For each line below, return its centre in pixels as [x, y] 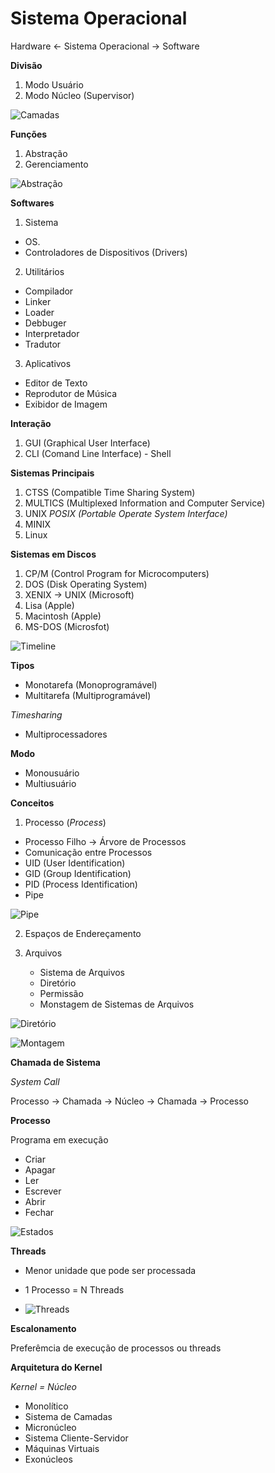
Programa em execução [59, 1139]
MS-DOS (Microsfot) [67, 626]
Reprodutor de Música [71, 393]
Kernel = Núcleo [43, 1386]
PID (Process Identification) [81, 884]
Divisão [26, 65]
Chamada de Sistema [55, 1062]
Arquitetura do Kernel [56, 1367]
